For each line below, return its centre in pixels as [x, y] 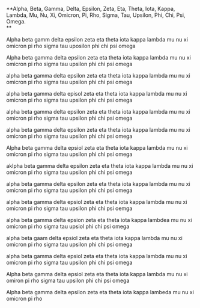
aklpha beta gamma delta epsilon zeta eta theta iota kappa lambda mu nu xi [100, 166]
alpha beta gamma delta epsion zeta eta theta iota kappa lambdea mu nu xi [99, 220]
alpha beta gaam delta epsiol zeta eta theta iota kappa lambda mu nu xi [95, 238]
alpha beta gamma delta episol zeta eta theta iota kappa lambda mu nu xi [97, 94]
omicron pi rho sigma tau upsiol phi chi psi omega [68, 226]
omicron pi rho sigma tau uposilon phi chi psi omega [71, 46]
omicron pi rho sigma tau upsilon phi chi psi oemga [69, 208]
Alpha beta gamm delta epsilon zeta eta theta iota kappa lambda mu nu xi [97, 39]
